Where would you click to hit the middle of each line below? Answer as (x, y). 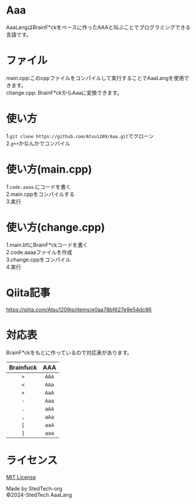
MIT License (21, 477)
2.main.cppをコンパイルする (40, 194)
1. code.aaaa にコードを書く (39, 186)
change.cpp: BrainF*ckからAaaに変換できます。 (64, 92)
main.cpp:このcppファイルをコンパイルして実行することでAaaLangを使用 (95, 78)
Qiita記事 (28, 293)
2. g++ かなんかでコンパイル (38, 143)
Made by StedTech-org (34, 488)
